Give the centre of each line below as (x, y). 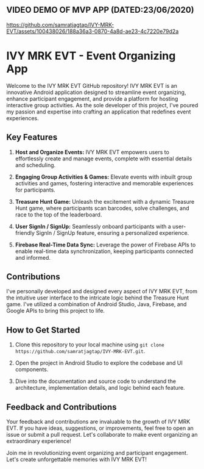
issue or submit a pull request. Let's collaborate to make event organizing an (102, 435)
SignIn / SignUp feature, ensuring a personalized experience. (113, 233)
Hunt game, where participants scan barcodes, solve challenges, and (102, 208)
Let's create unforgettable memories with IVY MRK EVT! (77, 459)
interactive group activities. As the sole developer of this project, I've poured (102, 105)
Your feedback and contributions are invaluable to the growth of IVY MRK (98, 421)
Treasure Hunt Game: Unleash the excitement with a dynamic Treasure (105, 201)
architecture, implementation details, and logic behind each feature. (100, 388)
